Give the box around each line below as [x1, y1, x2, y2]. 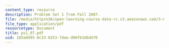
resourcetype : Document [5, 26, 55, 31]
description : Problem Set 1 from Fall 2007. [5, 12, 100, 17]
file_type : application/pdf [5, 21, 64, 26]
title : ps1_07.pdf [5, 30, 44, 35]
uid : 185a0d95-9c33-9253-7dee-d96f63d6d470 [5, 35, 98, 40]
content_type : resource [5, 7, 55, 12]
